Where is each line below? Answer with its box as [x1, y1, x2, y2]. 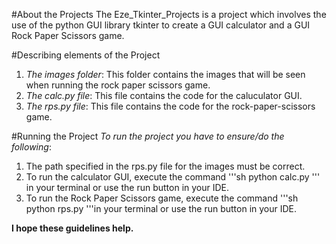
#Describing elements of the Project [11, 49, 161, 61]
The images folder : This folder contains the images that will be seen [25, 69, 306, 80]
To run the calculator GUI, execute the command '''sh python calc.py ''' [25, 171, 321, 183]
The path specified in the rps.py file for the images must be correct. [25, 160, 306, 172]
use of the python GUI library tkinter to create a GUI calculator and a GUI [11, 19, 311, 31]
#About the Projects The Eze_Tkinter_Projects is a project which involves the [11, 9, 327, 20]
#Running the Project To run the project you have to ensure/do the [11, 130, 285, 142]
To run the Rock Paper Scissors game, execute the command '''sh [25, 192, 299, 204]
